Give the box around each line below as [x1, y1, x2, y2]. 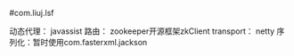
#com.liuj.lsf [9, 8, 55, 18]
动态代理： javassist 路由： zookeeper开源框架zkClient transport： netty [9, 26, 275, 36]
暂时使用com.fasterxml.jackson [32, 37, 148, 47]
